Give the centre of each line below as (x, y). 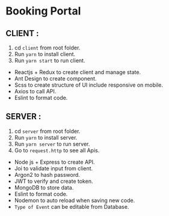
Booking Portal (43, 11)
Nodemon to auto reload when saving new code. (75, 200)
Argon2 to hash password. (47, 174)
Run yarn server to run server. (52, 144)
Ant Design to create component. (55, 79)
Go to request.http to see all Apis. (57, 150)
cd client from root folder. (47, 48)
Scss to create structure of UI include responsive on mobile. (89, 85)
